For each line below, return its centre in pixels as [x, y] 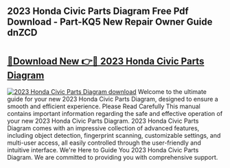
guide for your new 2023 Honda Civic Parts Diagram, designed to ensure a [113, 99]
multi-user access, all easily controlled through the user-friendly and [104, 143]
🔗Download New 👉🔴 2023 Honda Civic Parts [106, 61]
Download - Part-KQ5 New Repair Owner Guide [110, 22]
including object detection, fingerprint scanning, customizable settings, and [114, 135]
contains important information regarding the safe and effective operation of [115, 113]
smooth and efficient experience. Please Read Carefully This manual [104, 106]
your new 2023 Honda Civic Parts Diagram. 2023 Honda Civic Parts [103, 121]
